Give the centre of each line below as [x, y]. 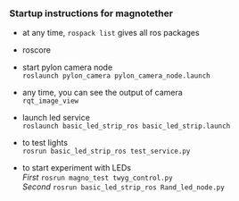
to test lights [45, 143]
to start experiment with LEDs [77, 168]
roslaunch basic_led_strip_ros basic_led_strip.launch [126, 126]
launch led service [56, 118]
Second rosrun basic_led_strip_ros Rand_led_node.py [123, 187]
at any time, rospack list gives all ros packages [111, 33]
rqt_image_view [50, 101]
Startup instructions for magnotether [91, 13]
